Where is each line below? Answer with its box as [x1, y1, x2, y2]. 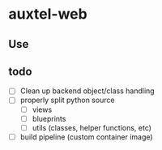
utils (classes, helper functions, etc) [32, 122, 152, 132]
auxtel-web [8, 5, 87, 24]
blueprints [32, 114, 66, 123]
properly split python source [19, 95, 115, 105]
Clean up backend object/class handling [19, 86, 156, 96]
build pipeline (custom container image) [19, 131, 153, 142]
